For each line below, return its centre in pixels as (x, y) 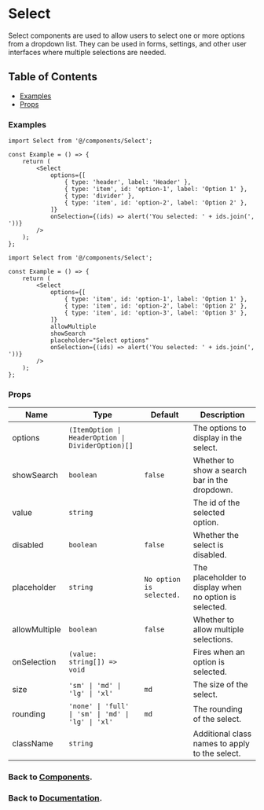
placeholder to (220, 577)
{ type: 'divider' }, (99, 196)
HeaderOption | (97, 438)
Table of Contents (53, 77)
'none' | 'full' (99, 706)
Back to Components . (50, 777)
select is (208, 545)
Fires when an (219, 652)
